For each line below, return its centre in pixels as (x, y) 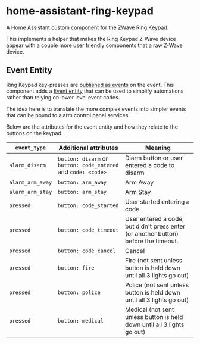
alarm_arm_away (31, 182)
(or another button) (151, 233)
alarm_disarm (28, 165)
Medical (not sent (149, 309)
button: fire (76, 268)
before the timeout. (151, 241)
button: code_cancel (87, 251)
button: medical (81, 320)
